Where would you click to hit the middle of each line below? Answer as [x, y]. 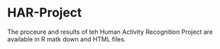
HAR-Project [45, 13]
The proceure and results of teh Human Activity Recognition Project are [110, 32]
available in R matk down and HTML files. [67, 39]
